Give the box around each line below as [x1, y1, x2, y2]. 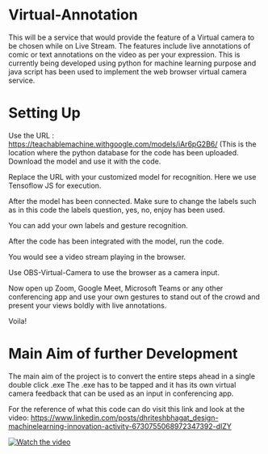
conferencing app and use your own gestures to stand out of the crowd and [8, 291, 261, 301]
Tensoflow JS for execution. [8, 180, 102, 190]
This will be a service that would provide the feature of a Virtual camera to [8, 32, 255, 42]
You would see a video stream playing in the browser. [8, 252, 186, 261]
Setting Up [8, 104, 81, 122]
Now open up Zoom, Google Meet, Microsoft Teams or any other [8, 283, 224, 293]
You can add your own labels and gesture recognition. [8, 220, 188, 230]
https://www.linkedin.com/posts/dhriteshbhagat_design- [31, 413, 219, 422]
